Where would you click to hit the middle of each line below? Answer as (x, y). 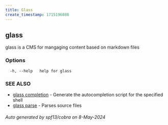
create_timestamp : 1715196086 (37, 15)
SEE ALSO (18, 84)
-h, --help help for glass (41, 71)
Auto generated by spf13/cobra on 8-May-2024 (55, 117)
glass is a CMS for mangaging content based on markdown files (73, 47)
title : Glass (19, 10)
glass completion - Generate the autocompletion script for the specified (88, 95)
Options (15, 60)
